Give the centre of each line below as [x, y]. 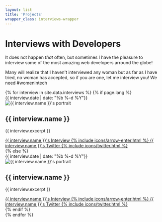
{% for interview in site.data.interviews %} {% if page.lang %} [68, 93]
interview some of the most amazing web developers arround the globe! [79, 63]
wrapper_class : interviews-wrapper [42, 19]
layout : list [19, 10]
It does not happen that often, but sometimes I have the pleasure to [74, 57]
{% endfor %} [19, 215]
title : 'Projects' [24, 14]
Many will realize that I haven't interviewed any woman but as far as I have [81, 72]
